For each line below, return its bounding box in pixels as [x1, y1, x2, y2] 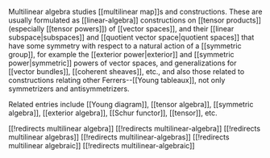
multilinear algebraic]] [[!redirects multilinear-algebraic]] [8, 141, 195, 150]
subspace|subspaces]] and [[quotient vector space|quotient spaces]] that [8, 32, 255, 42]
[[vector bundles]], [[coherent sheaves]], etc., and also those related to [8, 67, 245, 76]
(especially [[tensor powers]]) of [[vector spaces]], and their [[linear [8, 24, 235, 33]
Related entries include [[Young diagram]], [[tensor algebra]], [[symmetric [8, 100, 254, 109]
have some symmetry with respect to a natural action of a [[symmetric [8, 41, 242, 51]
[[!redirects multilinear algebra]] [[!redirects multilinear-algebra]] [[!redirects [8, 124, 260, 133]
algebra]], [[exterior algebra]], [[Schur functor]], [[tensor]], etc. [8, 108, 218, 118]
